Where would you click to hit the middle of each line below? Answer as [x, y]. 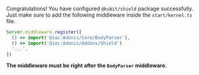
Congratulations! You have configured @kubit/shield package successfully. [100, 9]
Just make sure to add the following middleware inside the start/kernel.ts [99, 15]
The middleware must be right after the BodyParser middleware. [87, 65]
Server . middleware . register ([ [44, 32]
